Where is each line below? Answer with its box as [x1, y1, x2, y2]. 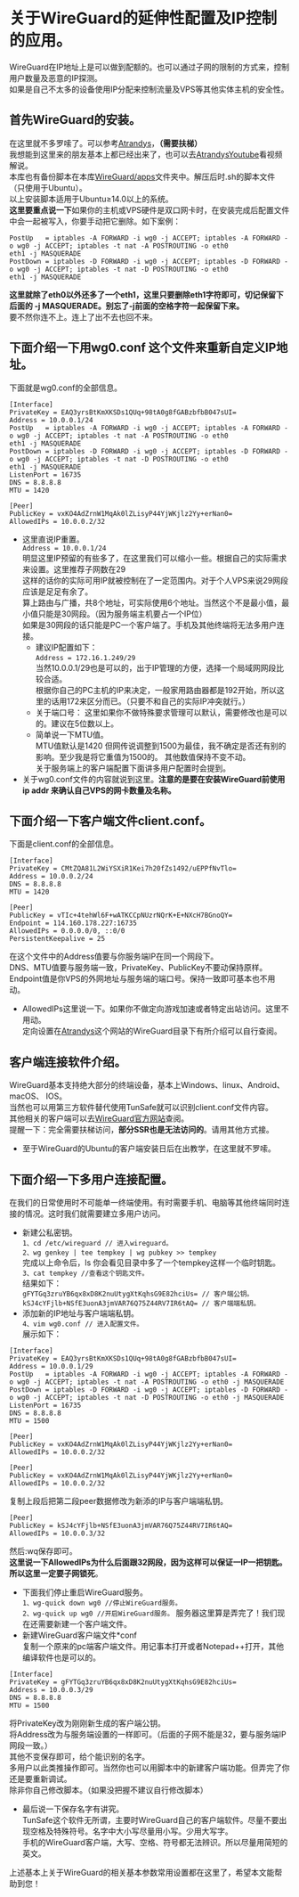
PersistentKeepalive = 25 [9, 935, 105, 944]
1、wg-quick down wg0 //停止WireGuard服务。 [21, 1599, 182, 1607]
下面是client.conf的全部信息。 [9, 838, 118, 849]
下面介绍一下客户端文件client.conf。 [9, 813, 212, 829]
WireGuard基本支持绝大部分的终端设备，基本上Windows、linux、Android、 [9, 1080, 285, 1091]
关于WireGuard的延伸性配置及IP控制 [9, 8, 278, 29]
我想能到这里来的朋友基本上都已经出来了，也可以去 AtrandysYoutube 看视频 [9, 149, 283, 159]
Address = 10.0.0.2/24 [9, 872, 93, 881]
